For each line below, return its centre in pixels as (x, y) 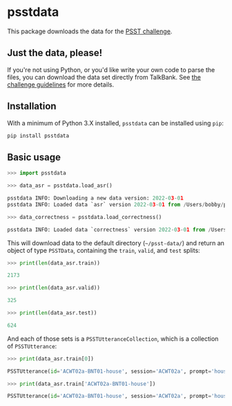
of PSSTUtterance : (32, 346)
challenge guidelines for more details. (61, 85)
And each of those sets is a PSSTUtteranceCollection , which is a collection (113, 338)
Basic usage (34, 157)
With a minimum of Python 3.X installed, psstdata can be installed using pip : (116, 123)
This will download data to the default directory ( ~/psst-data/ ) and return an (116, 242)
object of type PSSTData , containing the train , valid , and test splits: (104, 250)
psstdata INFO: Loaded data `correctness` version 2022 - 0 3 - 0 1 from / (109, 229)
